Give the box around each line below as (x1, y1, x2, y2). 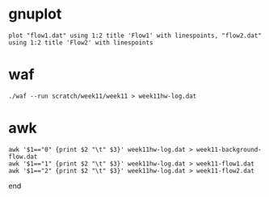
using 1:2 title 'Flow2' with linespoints (8, 38, 153, 47)
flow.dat (8, 153, 38, 161)
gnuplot (8, 5, 62, 23)
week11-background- (196, 145, 263, 153)
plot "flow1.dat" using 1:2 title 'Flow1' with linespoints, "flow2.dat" (8, 31, 263, 40)
